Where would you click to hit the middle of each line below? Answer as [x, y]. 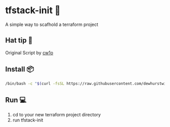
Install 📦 [20, 69]
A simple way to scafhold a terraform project [52, 24]
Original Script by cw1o [29, 52]
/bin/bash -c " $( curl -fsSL [35, 83]
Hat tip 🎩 [19, 40]
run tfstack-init [28, 120]
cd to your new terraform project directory [57, 115]
